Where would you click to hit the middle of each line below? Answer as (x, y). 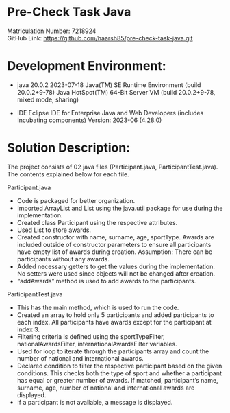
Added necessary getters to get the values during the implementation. (116, 266)
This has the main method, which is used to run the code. (98, 307)
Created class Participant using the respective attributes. (97, 222)
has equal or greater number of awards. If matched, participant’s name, (117, 380)
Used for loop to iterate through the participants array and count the (113, 351)
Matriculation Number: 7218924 (52, 31)
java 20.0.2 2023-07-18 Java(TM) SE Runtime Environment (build (109, 85)
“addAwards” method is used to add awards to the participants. (106, 281)
